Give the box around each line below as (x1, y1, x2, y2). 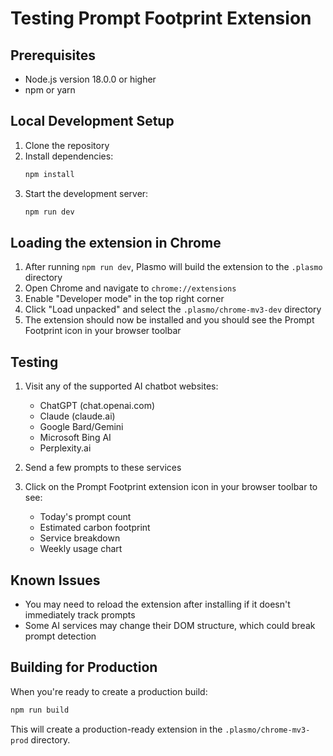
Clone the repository (24, 139, 110, 151)
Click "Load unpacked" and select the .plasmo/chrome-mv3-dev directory (24, 303, 322, 316)
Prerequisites (10, 47, 96, 64)
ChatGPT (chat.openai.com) (39, 400, 156, 412)
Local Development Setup (10, 113, 175, 130)
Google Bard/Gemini (39, 421, 124, 433)
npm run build (10, 705, 70, 715)
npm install (24, 169, 75, 179)
